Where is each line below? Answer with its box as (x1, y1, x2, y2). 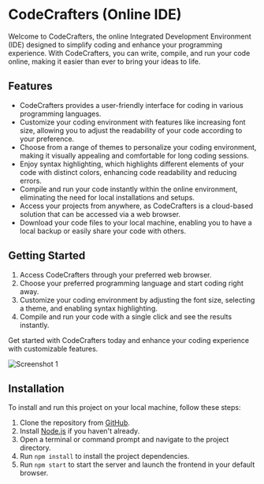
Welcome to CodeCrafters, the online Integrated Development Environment (8, 32, 252, 41)
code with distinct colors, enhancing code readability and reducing (19, 167, 237, 177)
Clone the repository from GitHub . (19, 418, 130, 427)
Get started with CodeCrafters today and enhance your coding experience (8, 335, 250, 344)
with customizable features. (8, 344, 99, 353)
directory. (19, 443, 51, 452)
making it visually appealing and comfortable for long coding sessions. (19, 151, 250, 160)
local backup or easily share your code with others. (19, 226, 187, 236)
